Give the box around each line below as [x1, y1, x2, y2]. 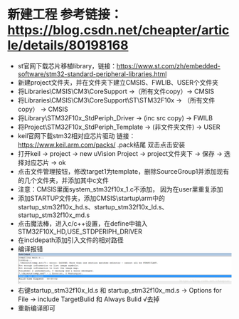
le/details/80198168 [7, 37, 129, 53]
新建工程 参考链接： [7, 6, 123, 23]
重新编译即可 [17, 304, 55, 313]
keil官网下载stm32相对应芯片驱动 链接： [17, 131, 136, 140]
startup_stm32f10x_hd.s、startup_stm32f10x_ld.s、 [17, 202, 169, 211]
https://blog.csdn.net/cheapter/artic [7, 22, 230, 38]
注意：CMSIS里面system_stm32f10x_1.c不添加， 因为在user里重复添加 [17, 184, 223, 193]
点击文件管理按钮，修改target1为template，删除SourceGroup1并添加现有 [17, 167, 230, 175]
